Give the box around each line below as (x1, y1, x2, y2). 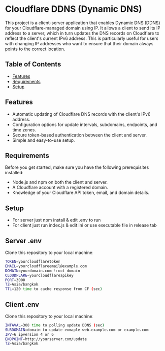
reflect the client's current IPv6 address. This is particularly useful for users (5, 35, 159, 41)
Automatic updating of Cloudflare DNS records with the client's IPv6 (12, 111, 151, 117)
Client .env (5, 300, 39, 309)
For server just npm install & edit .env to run (12, 217, 101, 223)
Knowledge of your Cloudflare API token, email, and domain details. (12, 190, 150, 195)
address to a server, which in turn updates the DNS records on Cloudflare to (5, 30, 160, 36)
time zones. (12, 127, 36, 132)
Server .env (5, 236, 42, 245)
